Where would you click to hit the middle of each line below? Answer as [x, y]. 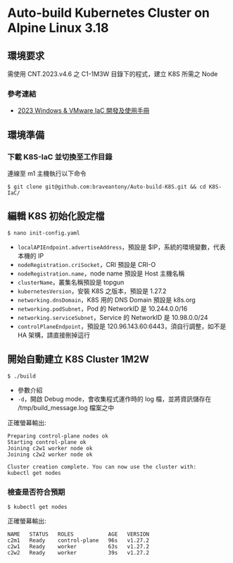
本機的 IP [31, 256]
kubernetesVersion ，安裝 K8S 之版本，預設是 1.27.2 [92, 291]
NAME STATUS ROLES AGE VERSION [78, 534]
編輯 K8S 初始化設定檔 [56, 216]
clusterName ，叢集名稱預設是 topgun [71, 282]
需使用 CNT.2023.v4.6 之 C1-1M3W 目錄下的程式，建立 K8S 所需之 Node [113, 74]
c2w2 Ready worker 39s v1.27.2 [78, 552]
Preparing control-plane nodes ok [58, 436]
